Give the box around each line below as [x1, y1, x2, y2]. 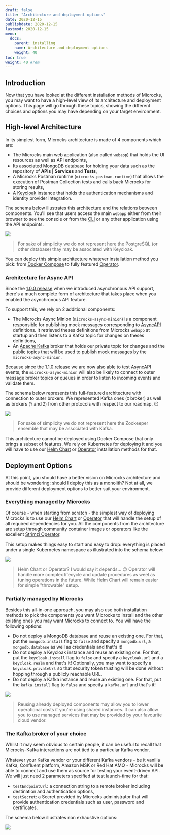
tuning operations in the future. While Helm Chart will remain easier [17, 577, 158, 583]
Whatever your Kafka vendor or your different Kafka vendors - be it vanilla [5, 757, 160, 763]
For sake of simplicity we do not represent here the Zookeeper [17, 420, 149, 426]
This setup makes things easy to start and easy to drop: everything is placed [5, 541, 165, 548]
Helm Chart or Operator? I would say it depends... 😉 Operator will [17, 566, 156, 572]
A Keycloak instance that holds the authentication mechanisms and [12, 190, 153, 196]
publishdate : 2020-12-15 [5, 21, 58, 27]
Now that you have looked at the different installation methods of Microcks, [5, 92, 162, 98]
